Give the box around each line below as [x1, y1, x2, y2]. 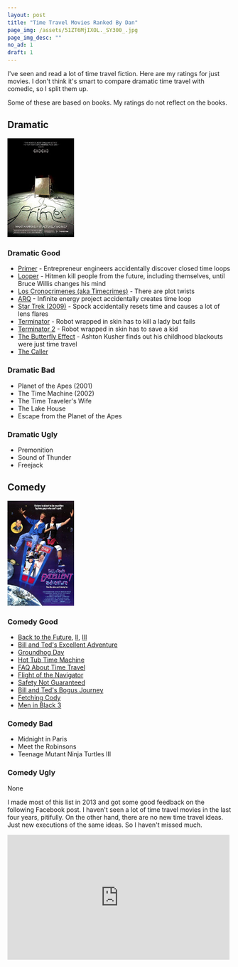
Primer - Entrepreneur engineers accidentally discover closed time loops [17, 264, 231, 273]
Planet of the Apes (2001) [17, 381, 93, 390]
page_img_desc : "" [7, 34, 62, 41]
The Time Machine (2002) [17, 389, 94, 398]
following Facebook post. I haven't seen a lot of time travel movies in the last [7, 805, 232, 814]
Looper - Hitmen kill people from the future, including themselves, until [17, 272, 225, 280]
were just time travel [17, 340, 77, 349]
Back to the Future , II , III [17, 633, 87, 642]
